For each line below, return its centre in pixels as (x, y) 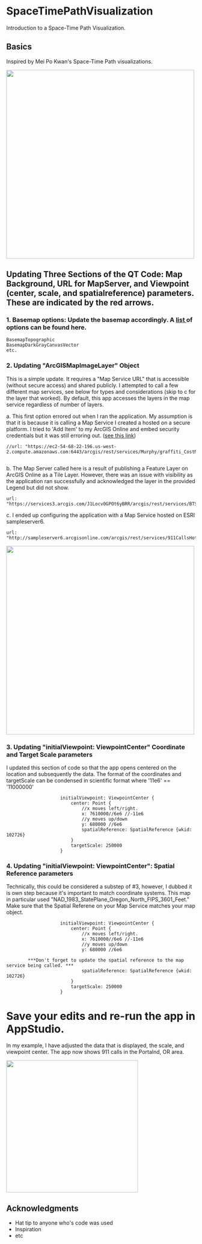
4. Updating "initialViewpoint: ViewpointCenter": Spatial (90, 866)
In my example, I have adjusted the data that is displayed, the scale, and (95, 1045)
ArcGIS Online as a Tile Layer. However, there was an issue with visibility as (100, 475)
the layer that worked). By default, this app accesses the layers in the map (98, 398)
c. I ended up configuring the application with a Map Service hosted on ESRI (101, 515)
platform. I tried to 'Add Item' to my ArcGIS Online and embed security (93, 429)
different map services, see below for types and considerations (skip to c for (101, 391)
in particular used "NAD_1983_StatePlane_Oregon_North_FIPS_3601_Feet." (98, 899)
